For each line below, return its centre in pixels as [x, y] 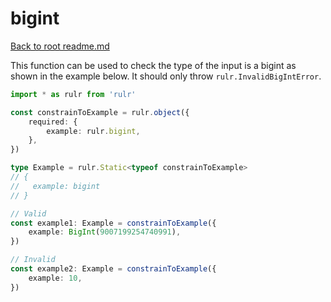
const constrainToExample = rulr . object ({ [100, 112]
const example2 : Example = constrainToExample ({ [113, 269]
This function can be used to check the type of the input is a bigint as [153, 65]
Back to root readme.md [60, 46]
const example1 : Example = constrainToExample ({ [113, 223]
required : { [53, 122]
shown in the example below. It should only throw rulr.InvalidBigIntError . [166, 76]
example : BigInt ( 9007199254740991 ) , [105, 232]
